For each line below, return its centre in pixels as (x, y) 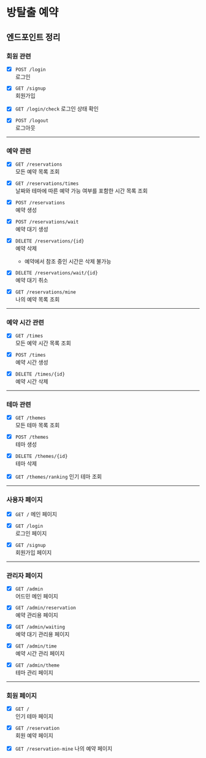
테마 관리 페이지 (34, 672)
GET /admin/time (36, 646)
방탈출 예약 (32, 13)
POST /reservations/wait (47, 222)
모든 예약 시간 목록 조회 (43, 343)
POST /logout (32, 121)
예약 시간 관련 (25, 323)
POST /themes (32, 437)
